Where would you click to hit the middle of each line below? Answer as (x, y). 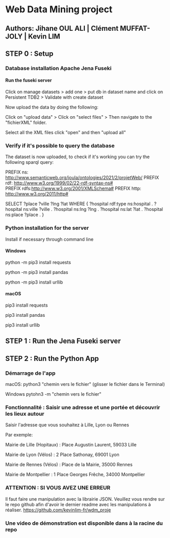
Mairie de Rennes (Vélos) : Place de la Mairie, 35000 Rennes (69, 465)
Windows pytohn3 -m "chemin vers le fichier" (53, 394)
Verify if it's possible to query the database (60, 146)
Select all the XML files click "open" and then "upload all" (66, 133)
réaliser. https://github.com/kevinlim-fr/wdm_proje (58, 510)
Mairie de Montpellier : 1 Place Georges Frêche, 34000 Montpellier (75, 475)
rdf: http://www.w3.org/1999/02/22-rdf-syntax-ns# (59, 183)
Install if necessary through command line (49, 239)
